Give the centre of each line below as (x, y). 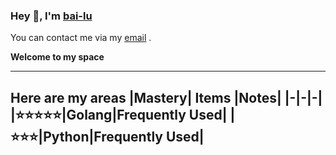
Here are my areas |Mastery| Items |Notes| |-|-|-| (166, 97)
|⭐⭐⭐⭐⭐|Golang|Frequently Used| (119, 114)
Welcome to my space (57, 57)
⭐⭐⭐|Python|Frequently (86, 136)
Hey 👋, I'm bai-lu (51, 16)
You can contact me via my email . (81, 38)
